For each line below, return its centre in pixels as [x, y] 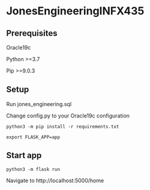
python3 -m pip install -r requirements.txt [63, 126]
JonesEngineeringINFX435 [75, 11]
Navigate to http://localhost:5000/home [55, 180]
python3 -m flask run [33, 169]
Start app [24, 156]
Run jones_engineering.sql [39, 104]
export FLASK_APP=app [33, 137]
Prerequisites [32, 33]
